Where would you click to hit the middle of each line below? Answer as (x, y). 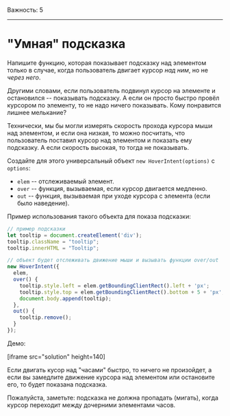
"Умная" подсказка (66, 44)
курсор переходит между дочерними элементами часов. (91, 405)
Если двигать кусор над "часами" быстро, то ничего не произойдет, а (110, 369)
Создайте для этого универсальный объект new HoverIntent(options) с (111, 161)
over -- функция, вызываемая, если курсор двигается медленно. (112, 188)
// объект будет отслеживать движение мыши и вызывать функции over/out (113, 260)
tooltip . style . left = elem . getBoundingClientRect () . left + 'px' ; (115, 286)
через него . (24, 77)
